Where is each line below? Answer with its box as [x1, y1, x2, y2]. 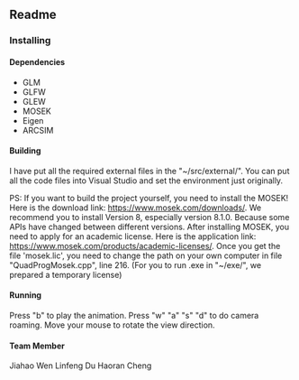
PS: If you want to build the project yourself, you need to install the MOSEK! [9, 192, 289, 203]
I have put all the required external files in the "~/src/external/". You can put [9, 165, 290, 176]
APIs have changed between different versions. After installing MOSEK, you [9, 221, 290, 232]
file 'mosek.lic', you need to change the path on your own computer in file [9, 250, 283, 261]
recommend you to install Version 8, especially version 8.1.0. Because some [9, 211, 290, 222]
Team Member [9, 340, 65, 351]
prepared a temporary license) [9, 269, 122, 280]
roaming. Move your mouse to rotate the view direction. [9, 320, 215, 330]
